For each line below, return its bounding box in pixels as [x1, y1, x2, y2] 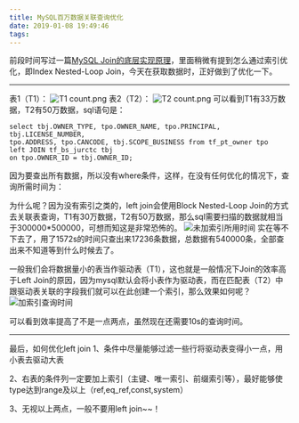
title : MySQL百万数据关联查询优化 [9, 12, 124, 22]
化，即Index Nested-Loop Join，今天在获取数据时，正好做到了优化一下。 [9, 66, 278, 77]
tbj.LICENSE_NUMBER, [9, 130, 86, 139]
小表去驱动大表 [9, 354, 64, 365]
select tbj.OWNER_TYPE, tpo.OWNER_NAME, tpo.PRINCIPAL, [9, 122, 221, 132]
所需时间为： [16, 182, 64, 192]
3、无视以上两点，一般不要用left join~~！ [9, 403, 161, 414]
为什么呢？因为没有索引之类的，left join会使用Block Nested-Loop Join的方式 [9, 200, 289, 211]
